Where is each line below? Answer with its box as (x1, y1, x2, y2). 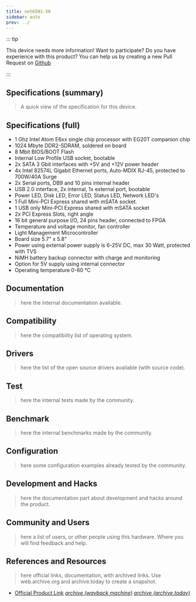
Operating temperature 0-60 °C (14, 267, 91, 273)
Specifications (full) (6, 120, 80, 130)
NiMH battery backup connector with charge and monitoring (14, 254, 160, 261)
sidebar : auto (6, 14, 41, 20)
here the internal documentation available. (20, 299, 122, 306)
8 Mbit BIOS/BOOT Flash (14, 148, 74, 155)
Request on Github (6, 59, 51, 66)
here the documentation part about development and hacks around (20, 494, 183, 501)
